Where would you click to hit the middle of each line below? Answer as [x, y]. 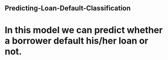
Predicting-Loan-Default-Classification [68, 8]
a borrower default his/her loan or [77, 41]
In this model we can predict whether [84, 30]
